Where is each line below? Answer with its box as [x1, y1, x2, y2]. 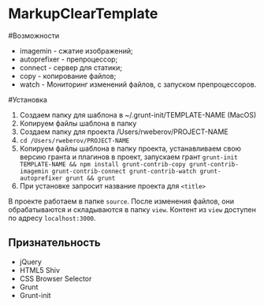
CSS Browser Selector [19, 274, 92, 283]
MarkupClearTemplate [8, 5, 158, 23]
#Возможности [8, 31, 60, 40]
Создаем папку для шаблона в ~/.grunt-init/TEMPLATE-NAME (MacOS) [19, 110, 257, 119]
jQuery [19, 257, 42, 267]
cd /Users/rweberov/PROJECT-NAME [19, 136, 130, 144]
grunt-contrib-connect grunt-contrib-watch [51, 167, 197, 175]
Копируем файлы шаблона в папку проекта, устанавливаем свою [19, 144, 242, 153]
